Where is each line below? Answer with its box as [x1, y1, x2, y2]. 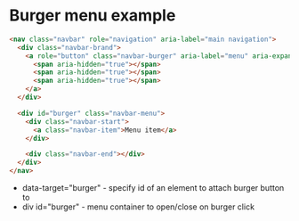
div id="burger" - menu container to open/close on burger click [21, 201, 255, 212]
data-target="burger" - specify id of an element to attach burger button [21, 183, 285, 193]
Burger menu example [9, 5, 176, 26]
